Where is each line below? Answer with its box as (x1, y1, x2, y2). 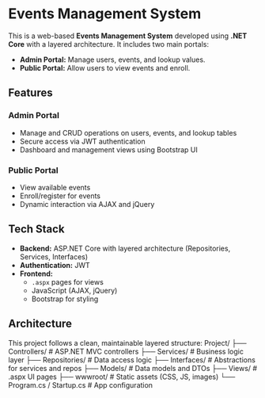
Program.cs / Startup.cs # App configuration (8, 380, 153, 389)
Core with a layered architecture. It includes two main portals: (8, 39, 210, 48)
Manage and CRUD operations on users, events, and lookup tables (19, 128, 237, 137)
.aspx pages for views (31, 277, 104, 286)
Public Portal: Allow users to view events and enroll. (19, 63, 191, 72)
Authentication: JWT (19, 260, 90, 270)
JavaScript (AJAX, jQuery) (31, 285, 118, 295)
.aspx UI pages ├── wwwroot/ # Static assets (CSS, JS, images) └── (8, 372, 236, 381)
